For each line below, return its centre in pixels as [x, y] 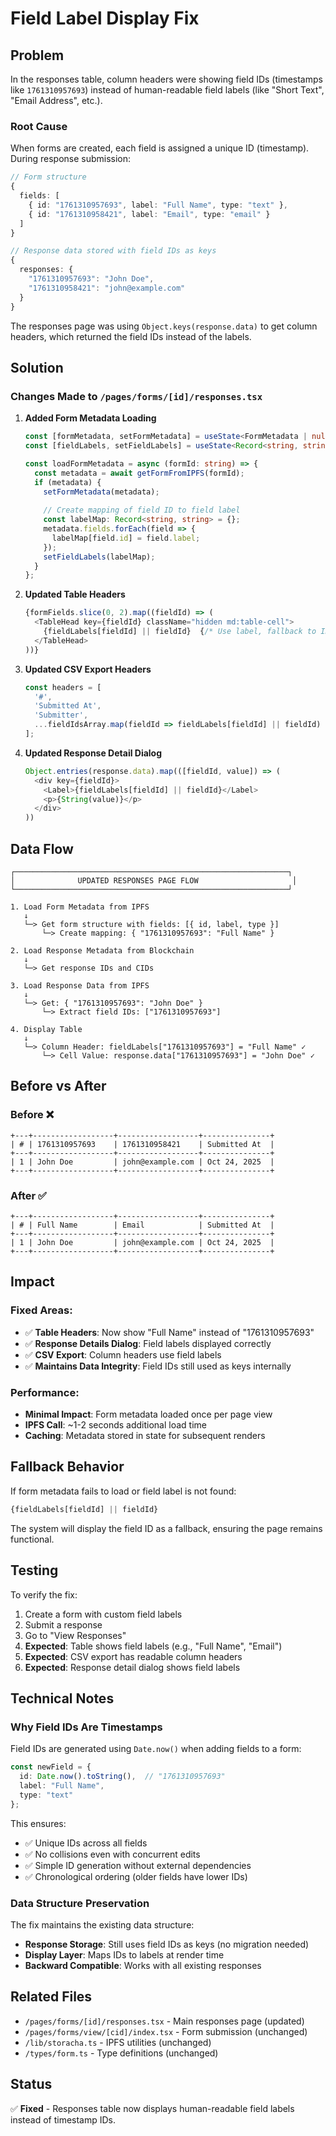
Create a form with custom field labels [103, 1614]
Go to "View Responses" [75, 1635]
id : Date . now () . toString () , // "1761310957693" [122, 1777]
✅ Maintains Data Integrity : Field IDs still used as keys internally [158, 1366]
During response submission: [71, 159]
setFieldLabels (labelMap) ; [99, 557]
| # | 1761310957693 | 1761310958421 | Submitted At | [142, 1144]
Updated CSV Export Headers [88, 669]
